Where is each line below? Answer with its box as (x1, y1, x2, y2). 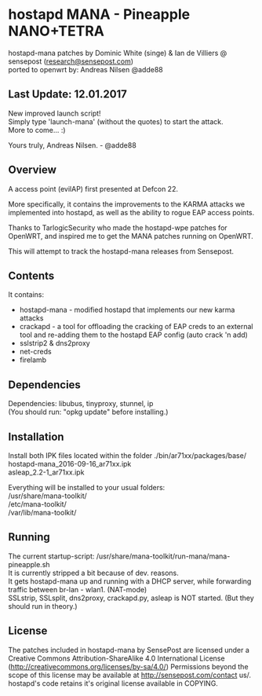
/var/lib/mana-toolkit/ (8, 508, 77, 517)
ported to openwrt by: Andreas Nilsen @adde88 (8, 64, 163, 74)
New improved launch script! (8, 108, 101, 118)
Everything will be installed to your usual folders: (8, 483, 166, 492)
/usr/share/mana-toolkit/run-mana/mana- (96, 551, 231, 561)
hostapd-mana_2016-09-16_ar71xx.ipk (8, 460, 132, 468)
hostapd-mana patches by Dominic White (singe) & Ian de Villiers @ (8, 48, 227, 57)
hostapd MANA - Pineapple (8, 5, 191, 24)
